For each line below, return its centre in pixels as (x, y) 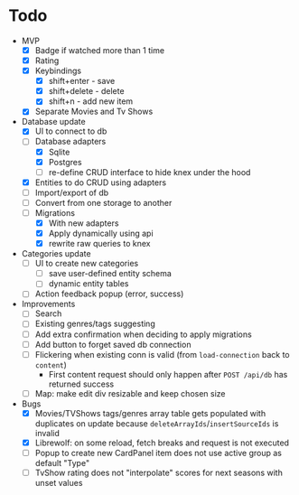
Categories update (56, 254)
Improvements (48, 304)
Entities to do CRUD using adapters (101, 182)
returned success (81, 384)
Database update (54, 122)
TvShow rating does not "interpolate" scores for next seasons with (159, 472)
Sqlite (59, 152)
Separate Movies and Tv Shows (94, 112)
